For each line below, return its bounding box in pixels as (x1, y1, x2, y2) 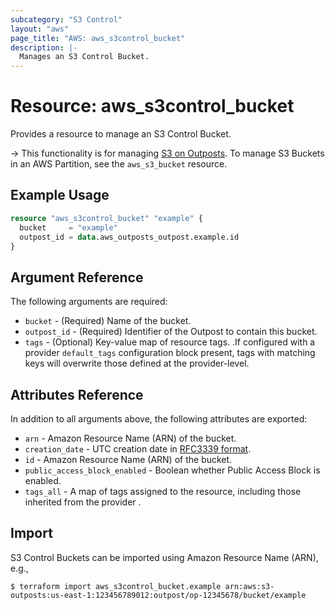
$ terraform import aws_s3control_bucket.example (10, 581, 222, 591)
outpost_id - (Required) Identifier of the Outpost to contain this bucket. (24, 326, 318, 338)
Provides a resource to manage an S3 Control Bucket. (10, 128, 232, 140)
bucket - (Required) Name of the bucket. (24, 315, 192, 327)
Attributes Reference (10, 386, 144, 403)
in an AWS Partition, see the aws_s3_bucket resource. (10, 158, 228, 170)
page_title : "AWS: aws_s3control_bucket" (10, 33, 186, 43)
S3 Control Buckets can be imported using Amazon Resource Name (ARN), (10, 551, 319, 563)
